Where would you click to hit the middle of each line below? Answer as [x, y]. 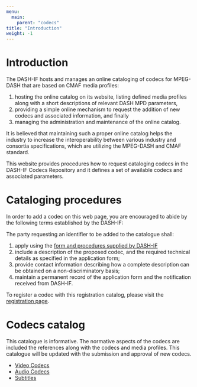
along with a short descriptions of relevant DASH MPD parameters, [96, 103]
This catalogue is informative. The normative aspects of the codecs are [93, 341]
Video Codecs [32, 365]
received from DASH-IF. [44, 283]
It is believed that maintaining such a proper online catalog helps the [89, 134]
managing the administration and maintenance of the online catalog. [98, 122]
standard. [18, 152]
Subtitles [25, 378]
